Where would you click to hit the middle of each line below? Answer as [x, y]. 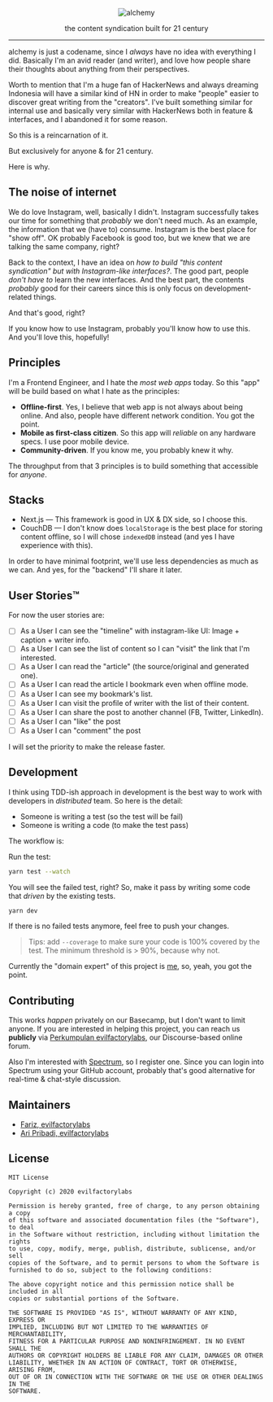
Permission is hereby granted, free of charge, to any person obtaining [134, 1206]
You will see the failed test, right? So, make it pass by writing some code [129, 887]
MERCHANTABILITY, [38, 1334]
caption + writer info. [55, 640]
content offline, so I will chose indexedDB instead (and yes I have [128, 537]
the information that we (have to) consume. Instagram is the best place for [133, 229]
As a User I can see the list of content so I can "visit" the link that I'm [135, 649]
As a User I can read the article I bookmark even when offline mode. [134, 685]
